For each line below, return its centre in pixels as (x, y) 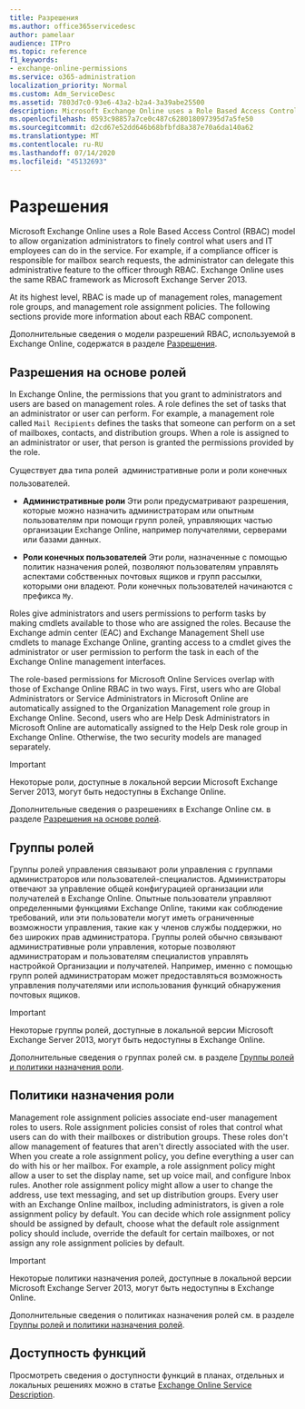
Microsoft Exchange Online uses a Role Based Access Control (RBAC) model (152, 232)
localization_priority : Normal (69, 85)
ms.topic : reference (49, 52)
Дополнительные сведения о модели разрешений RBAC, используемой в (152, 334)
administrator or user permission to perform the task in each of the (134, 652)
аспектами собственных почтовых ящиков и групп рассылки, (143, 577)
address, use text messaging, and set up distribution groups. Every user (144, 1195)
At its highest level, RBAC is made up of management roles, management (146, 297)
